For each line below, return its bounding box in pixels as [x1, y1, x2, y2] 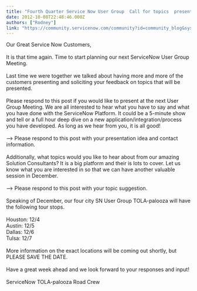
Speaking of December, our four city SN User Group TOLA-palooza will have [6, 198, 191, 205]
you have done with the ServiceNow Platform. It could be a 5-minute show [6, 110, 186, 117]
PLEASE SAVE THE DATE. [6, 253, 68, 260]
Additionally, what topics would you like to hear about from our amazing [6, 153, 179, 160]
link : [6, 25, 19, 31]
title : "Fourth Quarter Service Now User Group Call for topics [6, 8, 169, 15]
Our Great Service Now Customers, [6, 41, 92, 48]
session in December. [6, 172, 59, 179]
